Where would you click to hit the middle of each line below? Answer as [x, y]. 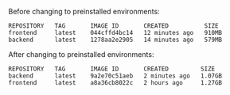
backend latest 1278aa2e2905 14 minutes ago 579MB [115, 40]
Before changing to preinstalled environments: [84, 11]
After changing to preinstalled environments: [81, 54]
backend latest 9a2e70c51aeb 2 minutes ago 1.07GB [115, 76]
